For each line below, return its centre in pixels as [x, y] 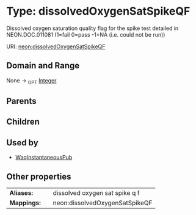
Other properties [39, 176]
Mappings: [25, 203]
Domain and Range [43, 66]
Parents [21, 101]
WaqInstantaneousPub [44, 158]
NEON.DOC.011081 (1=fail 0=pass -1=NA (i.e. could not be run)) [86, 34]
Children [23, 122]
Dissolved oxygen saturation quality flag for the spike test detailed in [93, 28]
